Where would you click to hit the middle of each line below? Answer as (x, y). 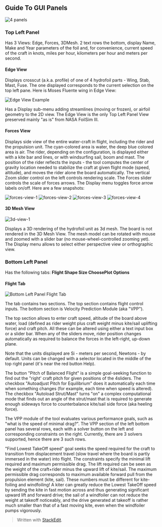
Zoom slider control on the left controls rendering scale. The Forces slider (78, 178)
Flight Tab (15, 283)
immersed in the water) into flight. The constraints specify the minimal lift (78, 459)
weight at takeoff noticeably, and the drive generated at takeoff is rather (77, 500)
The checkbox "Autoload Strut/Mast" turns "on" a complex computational (78, 394)
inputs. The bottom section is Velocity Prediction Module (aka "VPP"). (74, 309)
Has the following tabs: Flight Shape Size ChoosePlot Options (67, 272)
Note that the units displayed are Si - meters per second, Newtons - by (75, 353)
